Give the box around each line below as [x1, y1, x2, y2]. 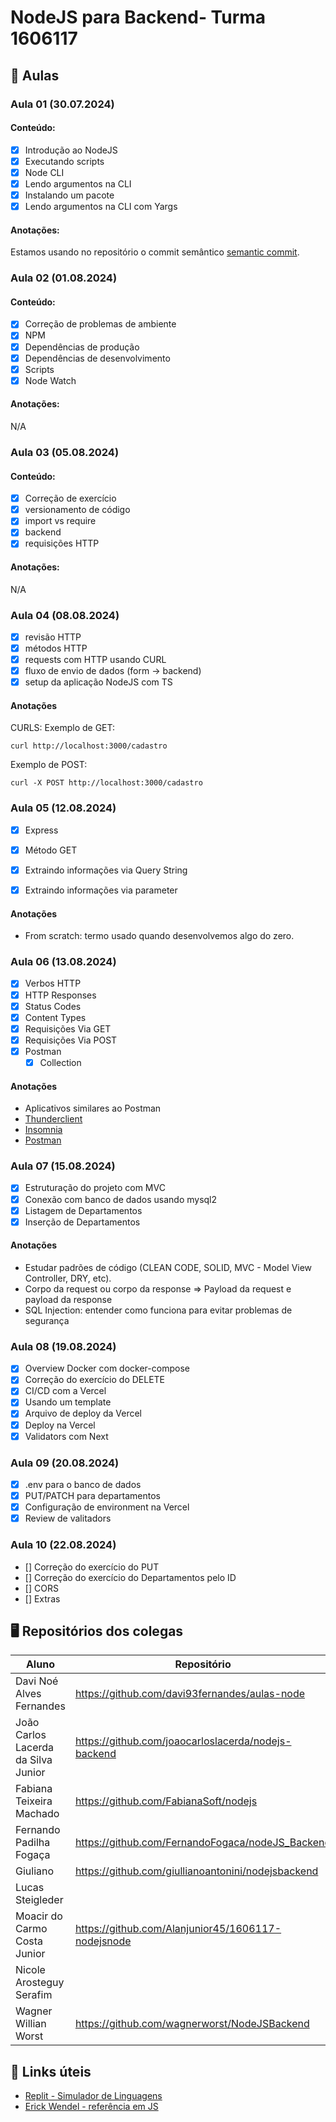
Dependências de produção [24, 341, 140, 353]
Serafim [15, 1988, 53, 2002]
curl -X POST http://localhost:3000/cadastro [10, 778, 203, 788]
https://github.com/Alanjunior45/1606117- [74, 1922, 282, 1936]
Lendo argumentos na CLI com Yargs [24, 201, 178, 213]
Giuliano [15, 1864, 55, 1878]
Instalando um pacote [24, 189, 115, 201]
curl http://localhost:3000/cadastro [10, 741, 168, 751]
